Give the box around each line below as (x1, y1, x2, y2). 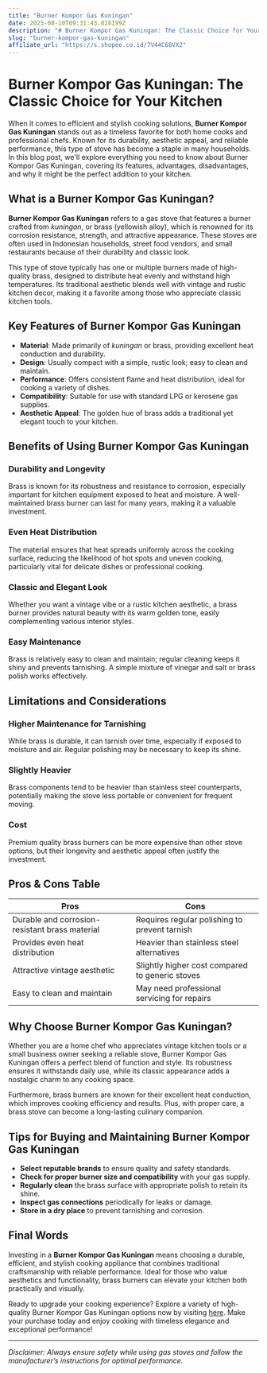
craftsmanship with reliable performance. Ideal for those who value (8, 1266, 228, 1276)
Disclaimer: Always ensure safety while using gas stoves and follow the (8, 1347, 243, 1356)
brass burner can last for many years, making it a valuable (46, 498, 237, 508)
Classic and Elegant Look (8, 581, 107, 592)
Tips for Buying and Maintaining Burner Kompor (8, 1130, 250, 1143)
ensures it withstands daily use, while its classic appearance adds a (8, 1066, 230, 1076)
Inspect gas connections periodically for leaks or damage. (19, 1197, 213, 1207)
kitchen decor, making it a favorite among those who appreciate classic (8, 288, 242, 297)
